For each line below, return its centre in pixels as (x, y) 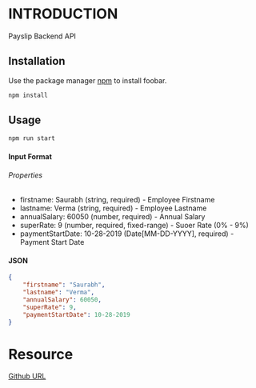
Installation (37, 61)
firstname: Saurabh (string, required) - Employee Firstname (117, 200)
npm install (28, 95)
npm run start (32, 138)
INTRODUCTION (63, 14)
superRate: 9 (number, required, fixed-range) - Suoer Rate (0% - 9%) (134, 226)
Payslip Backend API (42, 36)
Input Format (30, 156)
